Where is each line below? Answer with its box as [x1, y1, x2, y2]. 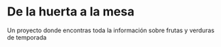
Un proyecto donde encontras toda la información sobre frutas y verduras [7, 26, 215, 34]
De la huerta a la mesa [7, 4, 135, 19]
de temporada [7, 33, 47, 41]
